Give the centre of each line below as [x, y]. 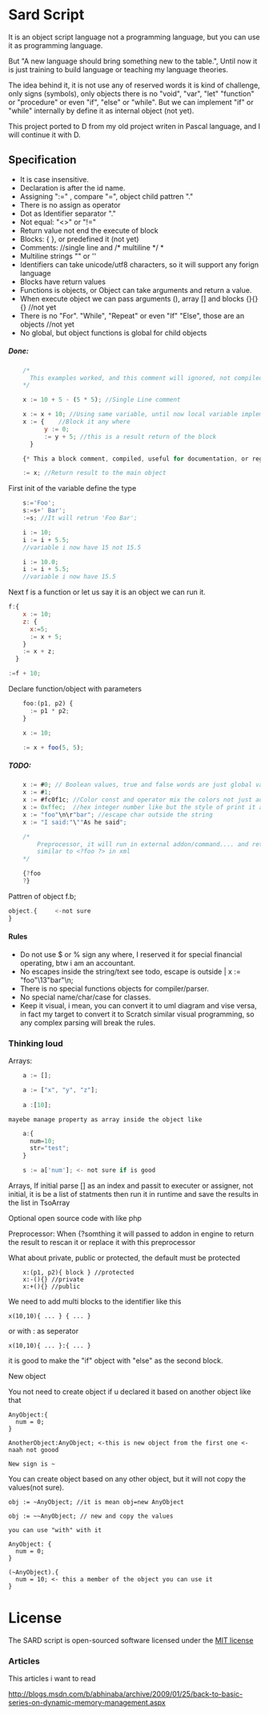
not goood [42, 1450]
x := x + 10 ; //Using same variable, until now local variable [130, 415]
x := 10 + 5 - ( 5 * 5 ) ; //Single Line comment [102, 400]
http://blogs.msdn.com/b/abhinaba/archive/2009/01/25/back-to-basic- [126, 1694]
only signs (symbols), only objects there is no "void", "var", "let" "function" [131, 93]
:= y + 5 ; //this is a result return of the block [130, 436]
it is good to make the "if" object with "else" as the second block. [116, 1360]
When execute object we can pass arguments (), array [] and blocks [132, 298]
